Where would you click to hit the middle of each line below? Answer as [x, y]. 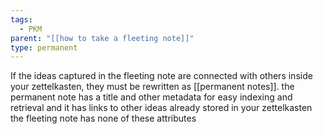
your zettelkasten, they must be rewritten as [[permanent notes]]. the [152, 87]
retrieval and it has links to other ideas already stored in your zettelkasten [161, 108]
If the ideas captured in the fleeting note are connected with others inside [161, 76]
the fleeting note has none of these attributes [103, 118]
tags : [21, 19]
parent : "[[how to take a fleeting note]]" [102, 38]
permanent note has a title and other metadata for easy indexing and [151, 97]
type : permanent [44, 47]
